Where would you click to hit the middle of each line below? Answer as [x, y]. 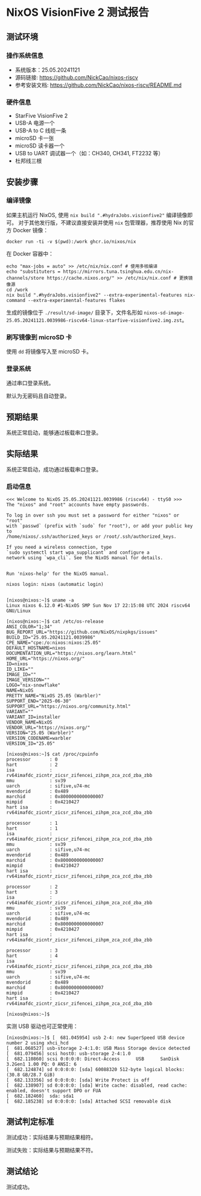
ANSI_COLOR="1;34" [29, 627]
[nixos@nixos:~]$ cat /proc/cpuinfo [52, 754]
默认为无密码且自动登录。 [38, 396]
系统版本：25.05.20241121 [47, 70]
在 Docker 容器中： [30, 254]
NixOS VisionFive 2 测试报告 [78, 12]
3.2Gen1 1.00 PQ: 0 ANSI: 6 [42, 1064]
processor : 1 [32, 823]
